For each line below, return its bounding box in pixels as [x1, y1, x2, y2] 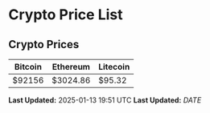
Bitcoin [14, 62, 43, 72]
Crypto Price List [8, 6, 123, 24]
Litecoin [97, 62, 130, 72]
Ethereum [51, 62, 91, 72]
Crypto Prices [8, 38, 80, 51]
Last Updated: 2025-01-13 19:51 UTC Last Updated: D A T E [8, 95, 202, 105]
